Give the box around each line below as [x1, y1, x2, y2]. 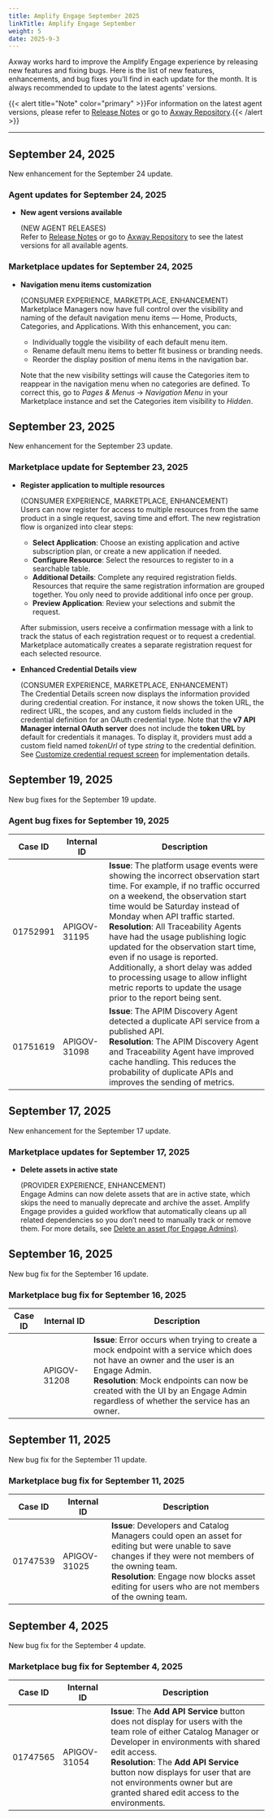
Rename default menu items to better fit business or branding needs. [32, 345, 263, 355]
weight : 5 [8, 27, 42, 35]
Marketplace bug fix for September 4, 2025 [8, 1660, 183, 1672]
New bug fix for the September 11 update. [8, 1454, 148, 1464]
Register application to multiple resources [19, 480, 165, 489]
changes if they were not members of [110, 1550, 254, 1562]
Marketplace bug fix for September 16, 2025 [8, 1289, 187, 1300]
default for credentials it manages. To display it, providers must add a [19, 732, 253, 742]
